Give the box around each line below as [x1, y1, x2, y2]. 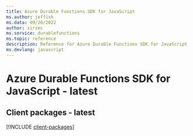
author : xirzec [6, 25, 43, 31]
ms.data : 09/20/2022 [6, 19, 57, 25]
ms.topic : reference [6, 36, 57, 42]
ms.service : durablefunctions [6, 30, 80, 36]
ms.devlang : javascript [6, 47, 65, 53]
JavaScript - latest [6, 84, 98, 97]
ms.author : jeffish [6, 14, 54, 20]
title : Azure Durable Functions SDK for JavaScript [6, 8, 135, 15]
